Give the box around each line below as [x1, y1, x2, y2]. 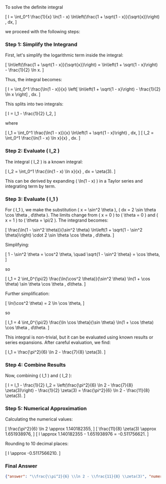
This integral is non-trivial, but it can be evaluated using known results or [5, 334, 154, 340]
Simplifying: [5, 242, 30, 247]
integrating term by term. [5, 183, 56, 189]
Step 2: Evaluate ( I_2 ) [5, 147, 60, 154]
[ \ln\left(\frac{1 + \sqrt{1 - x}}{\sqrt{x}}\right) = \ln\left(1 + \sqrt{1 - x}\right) [5, 62, 158, 68]
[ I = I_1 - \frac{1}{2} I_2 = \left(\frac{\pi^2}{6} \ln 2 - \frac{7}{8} [5, 382, 133, 388]
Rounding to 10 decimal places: [5, 440, 69, 447]
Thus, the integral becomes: [5, 77, 63, 83]
